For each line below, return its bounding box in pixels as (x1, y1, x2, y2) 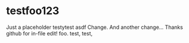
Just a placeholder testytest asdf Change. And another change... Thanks (6, 24, 183, 31)
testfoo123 (6, 4, 60, 18)
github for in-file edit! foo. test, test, (6, 29, 93, 37)
